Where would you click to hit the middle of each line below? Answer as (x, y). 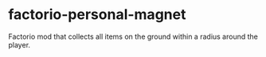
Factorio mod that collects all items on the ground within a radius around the (133, 36)
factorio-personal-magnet (97, 15)
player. (19, 44)
